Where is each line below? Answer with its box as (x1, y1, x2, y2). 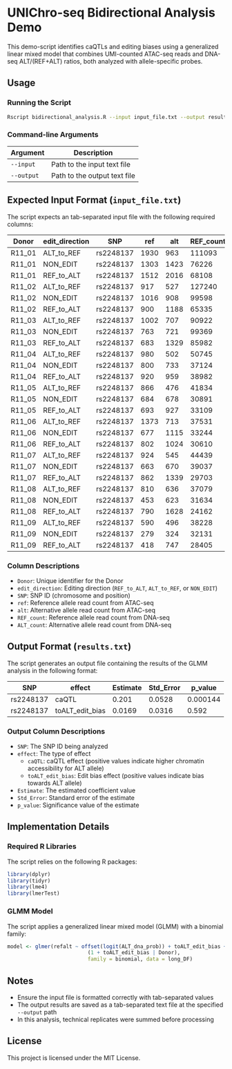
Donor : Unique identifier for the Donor (17, 576, 124, 585)
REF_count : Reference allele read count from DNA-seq (17, 613, 171, 622)
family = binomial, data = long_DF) (87, 956, 193, 963)
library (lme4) (7, 884, 48, 891)
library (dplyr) (7, 871, 51, 877)
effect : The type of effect (17, 750, 91, 758)
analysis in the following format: (7, 666, 98, 675)
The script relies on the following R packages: (7, 857, 137, 866)
